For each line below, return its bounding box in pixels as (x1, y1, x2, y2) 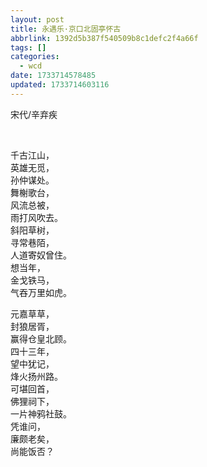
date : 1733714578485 (10, 71, 97, 81)
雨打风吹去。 (10, 211, 63, 223)
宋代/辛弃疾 (10, 108, 58, 120)
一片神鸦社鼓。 (10, 407, 72, 420)
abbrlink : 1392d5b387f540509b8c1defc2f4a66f (10, 33, 199, 43)
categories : (10, 52, 60, 62)
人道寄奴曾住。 (10, 249, 72, 261)
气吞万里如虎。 (10, 286, 72, 298)
